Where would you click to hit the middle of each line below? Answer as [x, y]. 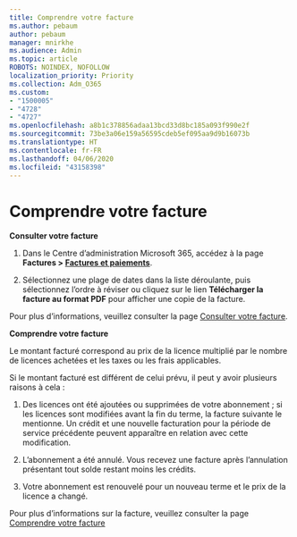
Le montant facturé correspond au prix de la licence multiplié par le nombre [148, 351]
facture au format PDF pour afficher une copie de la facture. [134, 299]
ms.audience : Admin [46, 51]
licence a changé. [55, 496]
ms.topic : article [43, 59]
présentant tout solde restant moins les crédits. [109, 469]
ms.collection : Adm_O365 [55, 84]
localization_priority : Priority [72, 76]
